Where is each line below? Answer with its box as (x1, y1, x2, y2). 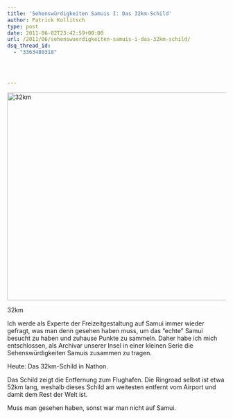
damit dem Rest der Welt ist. (7, 390, 88, 398)
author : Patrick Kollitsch (7, 17, 85, 24)
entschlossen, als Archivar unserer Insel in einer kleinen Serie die (7, 341, 193, 350)
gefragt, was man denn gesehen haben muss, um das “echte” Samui (7, 326, 203, 335)
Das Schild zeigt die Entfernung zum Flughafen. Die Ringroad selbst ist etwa (7, 375, 225, 384)
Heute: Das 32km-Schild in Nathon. (7, 362, 109, 371)
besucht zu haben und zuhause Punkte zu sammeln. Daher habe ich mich (7, 334, 218, 342)
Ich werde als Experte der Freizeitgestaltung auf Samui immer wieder (7, 319, 205, 328)
